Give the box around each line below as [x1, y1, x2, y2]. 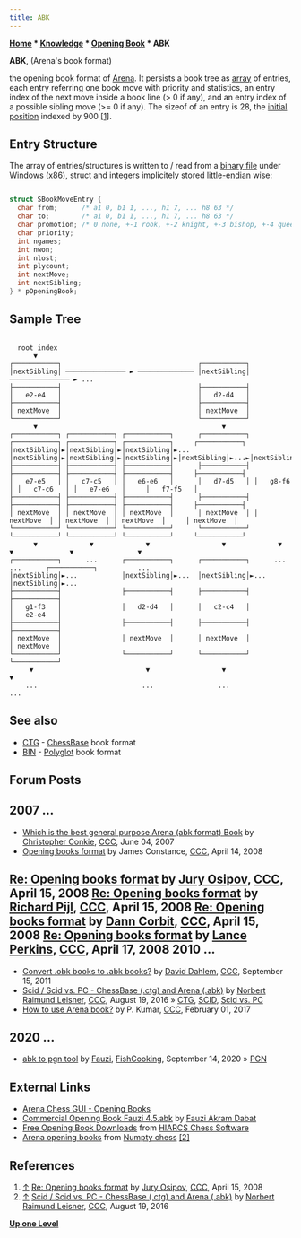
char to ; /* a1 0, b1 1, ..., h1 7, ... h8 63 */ [17, 212, 235, 221]
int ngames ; [17, 237, 63, 246]
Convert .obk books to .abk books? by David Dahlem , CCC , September [21, 965, 284, 976]
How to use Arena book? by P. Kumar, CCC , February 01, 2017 [21, 1004, 251, 1015]
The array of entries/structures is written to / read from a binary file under [9, 161, 281, 171]
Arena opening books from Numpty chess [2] [21, 1132, 190, 1143]
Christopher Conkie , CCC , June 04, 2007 [21, 836, 175, 847]
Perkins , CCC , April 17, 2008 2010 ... [9, 942, 216, 957]
